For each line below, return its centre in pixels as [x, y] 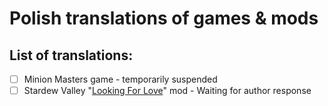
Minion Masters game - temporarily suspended [120, 79]
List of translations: [71, 55]
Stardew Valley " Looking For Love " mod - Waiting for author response [167, 91]
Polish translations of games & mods [164, 18]
